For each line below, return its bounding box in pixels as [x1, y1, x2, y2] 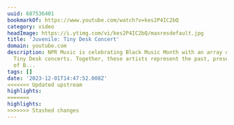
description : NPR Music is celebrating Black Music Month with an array [7, 49, 223, 56]
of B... [13, 62, 36, 69]
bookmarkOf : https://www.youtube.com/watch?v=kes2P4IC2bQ [7, 17, 179, 24]
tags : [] [7, 68, 33, 75]
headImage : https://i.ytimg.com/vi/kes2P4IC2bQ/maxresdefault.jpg [7, 29, 204, 37]
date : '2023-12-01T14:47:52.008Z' [7, 74, 108, 82]
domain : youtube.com [7, 42, 68, 49]
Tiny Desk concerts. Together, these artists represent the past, [13, 56, 210, 62]
